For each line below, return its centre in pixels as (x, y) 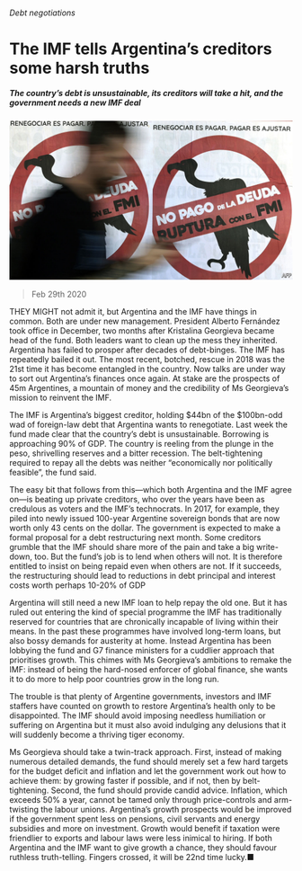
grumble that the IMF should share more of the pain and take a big (132, 547)
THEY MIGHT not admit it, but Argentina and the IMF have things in (133, 312)
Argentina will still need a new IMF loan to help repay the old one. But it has (148, 603)
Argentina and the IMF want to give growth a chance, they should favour (143, 848)
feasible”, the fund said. (53, 473)
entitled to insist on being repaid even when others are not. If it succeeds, (146, 566)
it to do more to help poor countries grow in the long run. (115, 680)
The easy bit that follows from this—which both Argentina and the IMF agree (151, 490)
